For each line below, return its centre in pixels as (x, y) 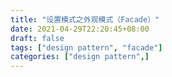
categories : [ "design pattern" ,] (80, 57)
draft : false (37, 38)
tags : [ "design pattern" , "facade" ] (86, 47)
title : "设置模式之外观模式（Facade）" (85, 19)
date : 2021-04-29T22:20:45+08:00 (80, 29)
